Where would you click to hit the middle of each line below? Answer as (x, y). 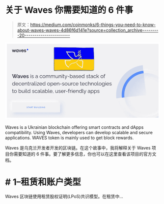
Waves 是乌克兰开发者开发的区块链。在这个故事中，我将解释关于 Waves (78, 148)
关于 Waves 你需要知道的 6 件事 (69, 10)
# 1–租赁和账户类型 (43, 182)
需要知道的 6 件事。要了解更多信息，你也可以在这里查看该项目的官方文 (85, 154)
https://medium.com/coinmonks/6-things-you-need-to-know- (93, 25)
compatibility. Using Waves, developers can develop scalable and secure (79, 133)
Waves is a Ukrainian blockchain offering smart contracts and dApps (74, 127)
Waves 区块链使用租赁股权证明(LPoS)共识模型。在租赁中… (64, 197)
